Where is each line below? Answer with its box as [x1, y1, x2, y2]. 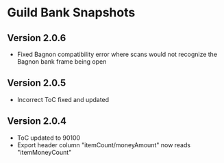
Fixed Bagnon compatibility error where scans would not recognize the [16, 50, 218, 58]
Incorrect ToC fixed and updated [16, 95, 110, 103]
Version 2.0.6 [7, 32, 66, 44]
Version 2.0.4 [7, 115, 67, 127]
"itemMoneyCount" [16, 148, 72, 156]
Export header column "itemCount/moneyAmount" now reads [16, 140, 190, 149]
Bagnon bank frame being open [16, 58, 107, 66]
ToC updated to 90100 [16, 134, 81, 142]
